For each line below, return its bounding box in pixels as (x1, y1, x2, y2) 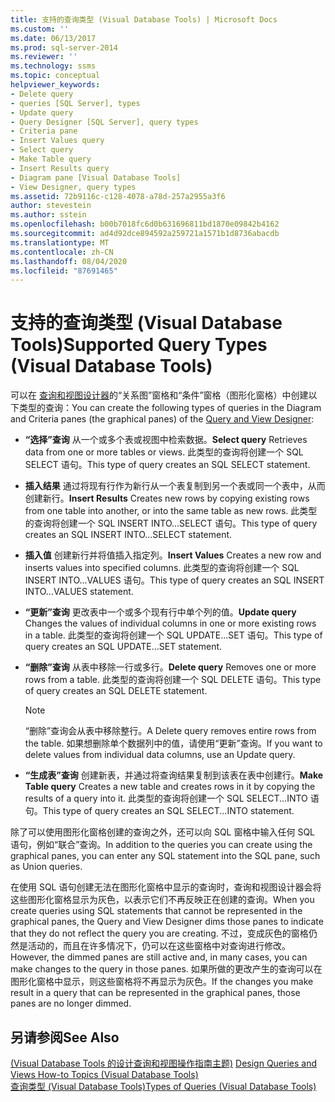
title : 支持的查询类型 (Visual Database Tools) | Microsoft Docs (10, 14, 278, 25)
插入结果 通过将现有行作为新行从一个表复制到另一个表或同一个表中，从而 (24, 480, 326, 492)
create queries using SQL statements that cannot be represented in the (10, 905, 303, 917)
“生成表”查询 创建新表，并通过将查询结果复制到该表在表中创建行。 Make (24, 769, 324, 781)
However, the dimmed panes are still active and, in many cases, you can (10, 951, 308, 963)
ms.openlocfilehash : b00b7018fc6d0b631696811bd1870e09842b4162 (10, 219, 280, 230)
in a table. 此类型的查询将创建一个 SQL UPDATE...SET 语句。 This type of (24, 629, 323, 641)
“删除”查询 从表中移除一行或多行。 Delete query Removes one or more (24, 661, 317, 673)
